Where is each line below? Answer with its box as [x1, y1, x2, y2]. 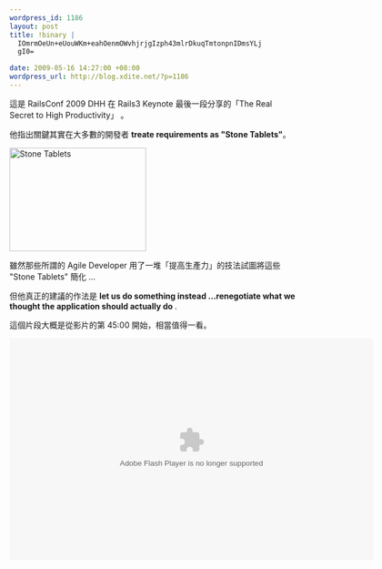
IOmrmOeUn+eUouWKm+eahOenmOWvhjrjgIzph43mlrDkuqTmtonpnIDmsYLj [17, 38, 262, 48]
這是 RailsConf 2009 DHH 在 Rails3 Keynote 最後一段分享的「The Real [9, 97, 273, 109]
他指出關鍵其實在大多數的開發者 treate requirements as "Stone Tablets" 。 [9, 128, 291, 139]
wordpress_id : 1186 [9, 13, 84, 23]
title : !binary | [9, 30, 75, 39]
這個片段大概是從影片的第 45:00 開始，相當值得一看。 [9, 320, 212, 330]
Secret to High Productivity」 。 [9, 109, 129, 120]
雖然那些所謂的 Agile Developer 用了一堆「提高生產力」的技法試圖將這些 [9, 259, 281, 270]
